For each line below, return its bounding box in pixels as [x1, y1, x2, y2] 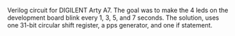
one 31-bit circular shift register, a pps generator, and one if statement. [7, 21, 213, 29]
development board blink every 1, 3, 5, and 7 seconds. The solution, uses [7, 13, 219, 22]
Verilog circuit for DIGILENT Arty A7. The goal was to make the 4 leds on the [7, 6, 229, 14]
